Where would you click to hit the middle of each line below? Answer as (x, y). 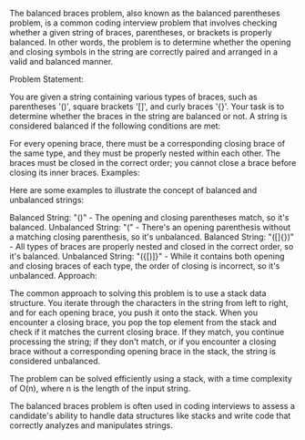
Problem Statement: (47, 79)
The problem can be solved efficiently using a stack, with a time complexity (151, 379)
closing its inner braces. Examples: (75, 173)
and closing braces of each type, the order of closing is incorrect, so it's (145, 266)
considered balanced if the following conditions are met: (115, 126)
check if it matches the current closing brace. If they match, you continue (147, 332)
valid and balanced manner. (61, 61)
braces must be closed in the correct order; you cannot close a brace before (153, 163)
